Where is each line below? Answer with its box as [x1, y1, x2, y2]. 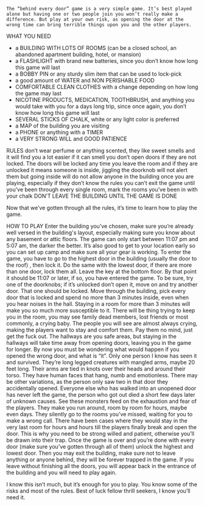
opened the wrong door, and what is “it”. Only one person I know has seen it [6, 352, 197, 360]
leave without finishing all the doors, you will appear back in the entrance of [6, 463, 197, 469]
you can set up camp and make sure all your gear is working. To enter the [6, 248, 191, 256]
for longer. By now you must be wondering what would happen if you [6, 345, 180, 353]
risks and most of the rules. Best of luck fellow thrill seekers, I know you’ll [6, 487, 191, 494]
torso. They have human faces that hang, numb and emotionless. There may [6, 372, 198, 378]
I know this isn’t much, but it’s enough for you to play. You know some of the [6, 481, 198, 488]
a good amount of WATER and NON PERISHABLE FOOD [15, 77, 155, 84]
